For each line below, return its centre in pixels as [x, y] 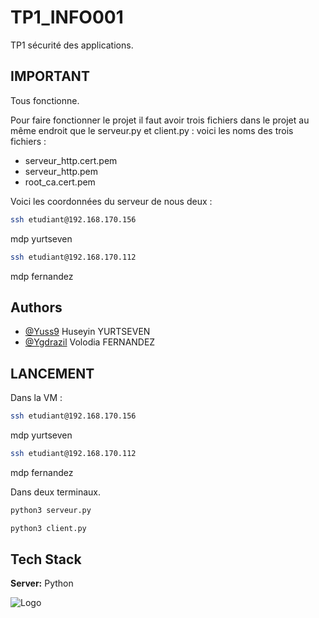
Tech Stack [46, 559]
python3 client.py [48, 528]
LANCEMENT [52, 373]
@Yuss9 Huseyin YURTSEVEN [87, 332]
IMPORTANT [50, 76]
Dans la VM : [36, 398]
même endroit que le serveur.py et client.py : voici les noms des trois [152, 130]
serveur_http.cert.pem [71, 160]
